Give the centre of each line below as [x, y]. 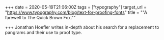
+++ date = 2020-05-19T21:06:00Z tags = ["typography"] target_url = [76, 7]
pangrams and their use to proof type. [43, 32]
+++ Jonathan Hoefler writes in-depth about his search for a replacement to [82, 27]
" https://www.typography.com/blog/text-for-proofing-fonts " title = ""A [76, 12]
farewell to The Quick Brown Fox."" [41, 18]
